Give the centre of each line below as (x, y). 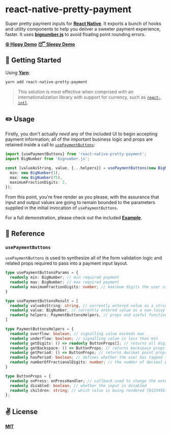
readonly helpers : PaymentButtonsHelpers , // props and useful (78, 315)
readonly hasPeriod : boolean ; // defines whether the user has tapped (86, 358)
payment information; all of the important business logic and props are (79, 139)
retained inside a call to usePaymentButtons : (50, 145)
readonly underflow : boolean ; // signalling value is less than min (84, 338)
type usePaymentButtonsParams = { (42, 273)
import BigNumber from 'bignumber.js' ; (48, 159)
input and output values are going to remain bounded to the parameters (80, 202)
